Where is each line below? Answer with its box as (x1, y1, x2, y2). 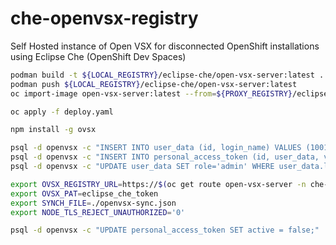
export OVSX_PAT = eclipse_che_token (10, 188, 159, 199)
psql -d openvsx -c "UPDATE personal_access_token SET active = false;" (10, 225, 320, 236)
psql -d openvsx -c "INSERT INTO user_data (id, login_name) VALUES (10, 143, 302, 153)
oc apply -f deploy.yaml (10, 107, 114, 117)
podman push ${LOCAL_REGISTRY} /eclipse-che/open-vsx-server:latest (10, 79, 298, 89)
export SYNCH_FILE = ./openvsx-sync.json (10, 198, 177, 208)
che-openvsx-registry (10, 7, 199, 30)
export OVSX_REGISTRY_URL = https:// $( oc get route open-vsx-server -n (10, 179, 307, 189)
